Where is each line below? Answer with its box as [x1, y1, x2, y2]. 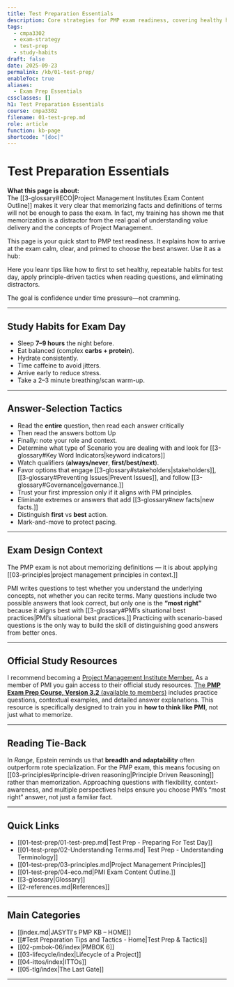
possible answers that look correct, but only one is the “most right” [7, 598, 202, 607]
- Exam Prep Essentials [13, 88, 82, 95]
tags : [7, 23, 23, 30]
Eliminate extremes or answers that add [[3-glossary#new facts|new [17, 495, 214, 504]
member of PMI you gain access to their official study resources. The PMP [7, 681, 221, 689]
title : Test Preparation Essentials [7, 10, 114, 17]
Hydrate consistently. [17, 354, 79, 362]
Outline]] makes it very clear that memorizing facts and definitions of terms [7, 202, 223, 210]
